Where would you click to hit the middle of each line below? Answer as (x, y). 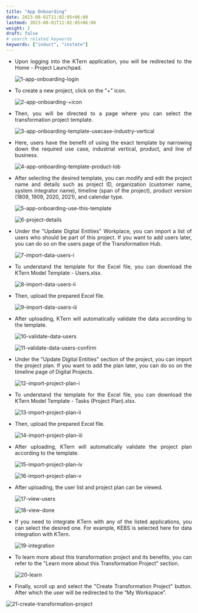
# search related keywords (39, 39)
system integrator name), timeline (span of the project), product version (103, 190)
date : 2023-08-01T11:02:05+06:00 (47, 17)
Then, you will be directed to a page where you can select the (103, 113)
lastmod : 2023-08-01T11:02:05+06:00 (51, 22)
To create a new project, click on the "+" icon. (70, 90)
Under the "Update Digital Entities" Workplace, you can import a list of (103, 231)
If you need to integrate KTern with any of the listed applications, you (103, 521)
